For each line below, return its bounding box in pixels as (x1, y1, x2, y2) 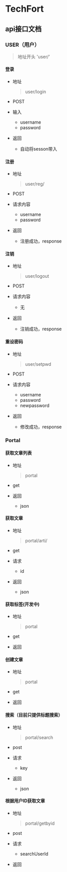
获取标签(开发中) (5, 601, 40, 607)
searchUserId (20, 851, 49, 857)
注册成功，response (20, 238, 62, 244)
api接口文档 (5, 24, 42, 33)
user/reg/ (25, 181, 45, 187)
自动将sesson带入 (20, 146, 57, 152)
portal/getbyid (25, 820, 55, 826)
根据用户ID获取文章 (5, 798, 45, 804)
